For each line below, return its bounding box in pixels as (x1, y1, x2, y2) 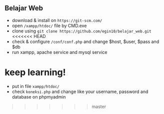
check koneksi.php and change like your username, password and (11, 88, 148, 94)
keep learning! (4, 67, 66, 78)
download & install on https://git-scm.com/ (11, 17, 102, 23)
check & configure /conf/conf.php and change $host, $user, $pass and (11, 38, 159, 44)
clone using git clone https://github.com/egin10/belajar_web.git (11, 27, 151, 34)
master (91, 103, 106, 109)
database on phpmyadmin (11, 93, 66, 99)
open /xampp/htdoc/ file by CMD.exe (11, 22, 87, 28)
